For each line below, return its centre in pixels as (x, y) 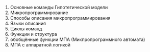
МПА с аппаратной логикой (40, 45)
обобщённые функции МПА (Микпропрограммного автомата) (78, 39)
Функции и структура (33, 34)
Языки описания (28, 23)
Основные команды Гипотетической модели (59, 7)
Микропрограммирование (39, 13)
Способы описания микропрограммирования (60, 18)
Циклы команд (26, 29)
